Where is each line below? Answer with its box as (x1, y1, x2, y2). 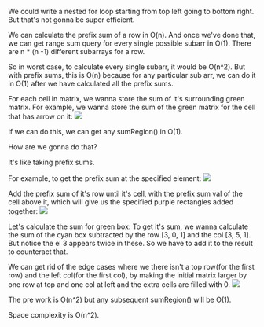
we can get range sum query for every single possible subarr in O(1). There (8, 39, 251, 48)
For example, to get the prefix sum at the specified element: (8, 174, 202, 183)
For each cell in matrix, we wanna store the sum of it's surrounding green (8, 94, 245, 103)
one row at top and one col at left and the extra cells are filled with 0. (8, 280, 230, 289)
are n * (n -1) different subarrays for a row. (8, 47, 145, 56)
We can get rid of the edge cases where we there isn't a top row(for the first (8, 263, 255, 271)
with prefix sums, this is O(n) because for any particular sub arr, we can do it (8, 71, 256, 79)
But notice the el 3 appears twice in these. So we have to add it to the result (8, 239, 254, 248)
